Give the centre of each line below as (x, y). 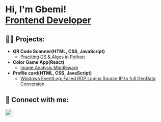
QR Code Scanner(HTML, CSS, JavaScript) (59, 51)
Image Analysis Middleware (49, 68)
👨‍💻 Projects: (25, 39)
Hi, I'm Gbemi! (36, 9)
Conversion (32, 84)
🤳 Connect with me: (37, 100)
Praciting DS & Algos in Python (52, 57)
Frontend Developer (48, 20)
